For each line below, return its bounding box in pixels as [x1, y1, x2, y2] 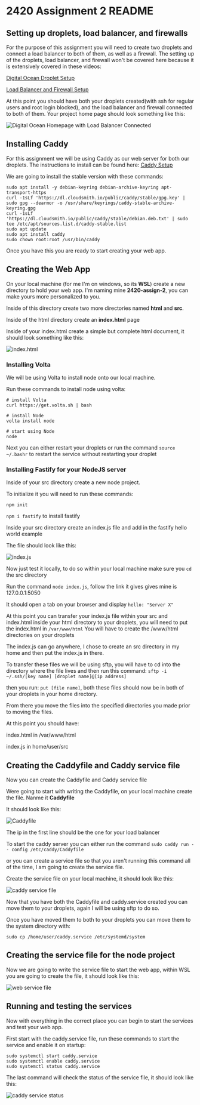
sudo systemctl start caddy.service [6, 1052, 97, 1059]
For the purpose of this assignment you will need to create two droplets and [6, 44, 193, 51]
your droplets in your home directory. [6, 691, 98, 698]
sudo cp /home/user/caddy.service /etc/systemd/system [6, 934, 146, 940]
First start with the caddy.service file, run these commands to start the [6, 1035, 180, 1042]
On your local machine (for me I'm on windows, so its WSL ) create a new [6, 280, 186, 287]
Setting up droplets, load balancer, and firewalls [6, 28, 188, 38]
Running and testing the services [6, 1001, 133, 1011]
